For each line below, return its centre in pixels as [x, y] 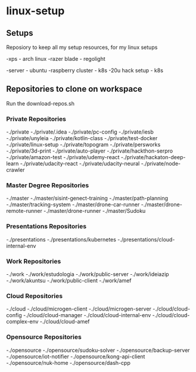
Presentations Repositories [46, 227]
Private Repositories [36, 119]
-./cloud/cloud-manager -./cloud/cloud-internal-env [87, 315]
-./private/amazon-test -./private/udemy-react [63, 157]
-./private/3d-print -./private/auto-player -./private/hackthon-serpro [90, 151]
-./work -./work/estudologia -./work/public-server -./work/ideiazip [88, 274]
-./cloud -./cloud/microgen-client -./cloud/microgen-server [79, 309]
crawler [15, 170]
